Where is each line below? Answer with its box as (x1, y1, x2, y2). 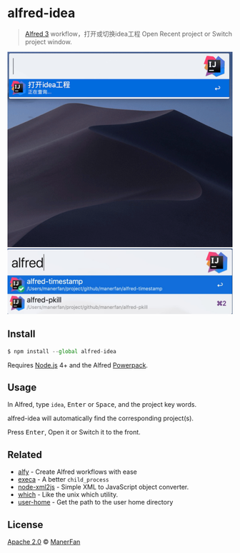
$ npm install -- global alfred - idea (7, 347, 116, 355)
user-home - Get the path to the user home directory (17, 498, 174, 507)
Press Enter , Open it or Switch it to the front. (7, 428, 141, 437)
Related (7, 448, 43, 461)
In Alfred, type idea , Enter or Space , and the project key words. (7, 400, 197, 409)
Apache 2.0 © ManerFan (7, 537, 81, 547)
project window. (24, 37, 73, 46)
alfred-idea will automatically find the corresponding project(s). (7, 414, 194, 422)
